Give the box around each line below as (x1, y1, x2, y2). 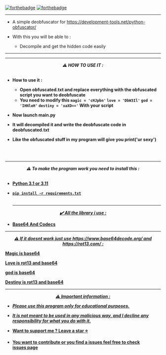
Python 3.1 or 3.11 (12, 181, 48, 186)
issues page (12, 345, 38, 350)
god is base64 (5, 270, 36, 275)
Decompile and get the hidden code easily (19, 44, 106, 49)
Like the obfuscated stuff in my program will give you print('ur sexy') (12, 137, 157, 142)
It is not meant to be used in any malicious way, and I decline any (12, 312, 149, 318)
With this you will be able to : (12, 34, 71, 40)
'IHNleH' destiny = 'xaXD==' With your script (19, 102, 114, 108)
